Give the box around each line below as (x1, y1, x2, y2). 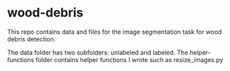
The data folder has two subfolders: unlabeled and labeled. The (7, 48, 188, 57)
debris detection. (7, 34, 56, 43)
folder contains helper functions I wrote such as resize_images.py (35, 55, 224, 63)
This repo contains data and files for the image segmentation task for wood (7, 28, 222, 36)
